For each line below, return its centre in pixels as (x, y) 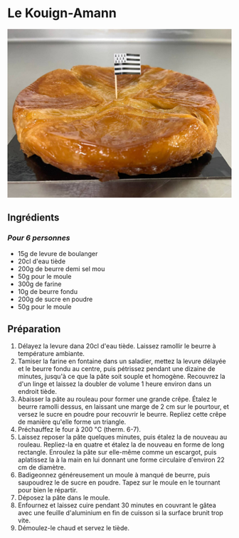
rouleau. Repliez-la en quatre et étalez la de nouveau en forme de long (121, 445)
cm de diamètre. (42, 467)
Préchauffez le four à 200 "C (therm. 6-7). (79, 430)
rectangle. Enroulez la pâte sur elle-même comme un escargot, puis (117, 452)
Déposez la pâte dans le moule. (64, 498)
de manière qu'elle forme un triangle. (72, 422)
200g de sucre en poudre (55, 299)
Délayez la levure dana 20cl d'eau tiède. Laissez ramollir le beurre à (117, 346)
